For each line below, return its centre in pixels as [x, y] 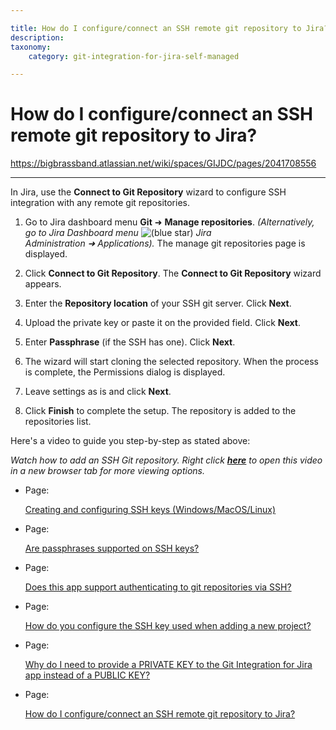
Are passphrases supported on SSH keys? [112, 548]
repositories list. [58, 422]
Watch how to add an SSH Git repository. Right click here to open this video [166, 460]
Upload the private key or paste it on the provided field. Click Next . [163, 323]
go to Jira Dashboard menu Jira [118, 233]
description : [37, 37]
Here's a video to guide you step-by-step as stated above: [130, 441]
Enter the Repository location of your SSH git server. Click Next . [158, 303]
